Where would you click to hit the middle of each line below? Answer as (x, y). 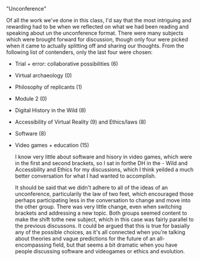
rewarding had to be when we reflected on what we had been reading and (98, 27)
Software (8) (30, 133)
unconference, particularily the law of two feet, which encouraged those (104, 194)
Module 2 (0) (31, 99)
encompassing (33, 245)
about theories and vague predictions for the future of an (85, 238)
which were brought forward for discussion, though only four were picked (97, 39)
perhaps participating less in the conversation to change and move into (103, 200)
